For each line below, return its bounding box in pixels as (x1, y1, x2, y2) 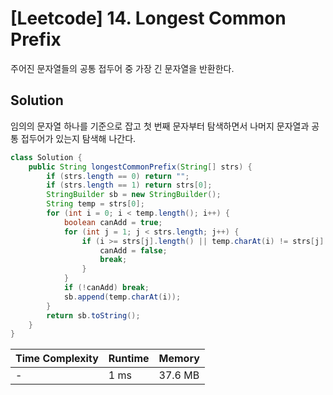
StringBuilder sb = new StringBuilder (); (46, 190, 222, 200)
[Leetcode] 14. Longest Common (10, 7, 287, 30)
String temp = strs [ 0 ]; (46, 199, 145, 209)
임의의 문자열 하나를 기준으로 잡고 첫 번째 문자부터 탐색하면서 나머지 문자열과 (10, 120, 310, 132)
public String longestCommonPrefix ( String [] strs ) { (28, 162, 253, 172)
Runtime (108, 352, 150, 366)
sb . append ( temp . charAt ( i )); (63, 292, 182, 302)
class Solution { (10, 152, 83, 162)
